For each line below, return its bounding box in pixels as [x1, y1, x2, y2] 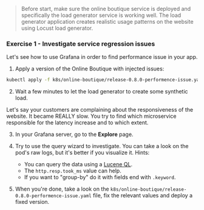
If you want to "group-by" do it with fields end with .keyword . [24, 174, 176, 181]
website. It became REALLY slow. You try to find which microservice [6, 112, 177, 120]
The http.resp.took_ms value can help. [24, 167, 121, 175]
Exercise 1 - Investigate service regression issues [6, 39, 155, 48]
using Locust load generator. [21, 24, 93, 32]
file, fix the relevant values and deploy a [93, 192, 193, 199]
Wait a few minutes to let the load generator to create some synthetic [15, 88, 188, 95]
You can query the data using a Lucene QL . [24, 161, 133, 168]
